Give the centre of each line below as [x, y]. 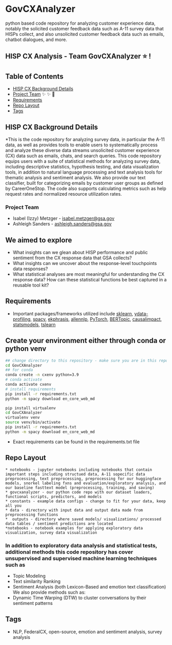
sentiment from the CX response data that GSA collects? [72, 258]
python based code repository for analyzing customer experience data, [80, 23]
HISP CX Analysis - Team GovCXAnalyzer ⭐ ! [78, 56]
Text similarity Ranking [37, 581]
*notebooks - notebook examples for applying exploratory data [74, 528]
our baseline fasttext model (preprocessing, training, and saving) [80, 488]
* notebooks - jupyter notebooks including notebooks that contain [79, 470]
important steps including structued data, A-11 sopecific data [75, 474]
